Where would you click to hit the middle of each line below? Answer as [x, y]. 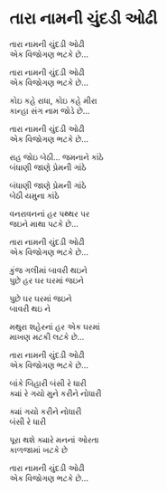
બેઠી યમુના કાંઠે [34, 195]
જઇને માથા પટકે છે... [44, 223]
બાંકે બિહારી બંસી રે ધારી [48, 383]
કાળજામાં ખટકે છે [39, 449]
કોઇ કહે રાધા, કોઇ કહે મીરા [53, 100]
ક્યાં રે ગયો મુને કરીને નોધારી [56, 393]
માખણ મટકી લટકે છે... [47, 336]
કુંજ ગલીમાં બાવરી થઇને [48, 270]
